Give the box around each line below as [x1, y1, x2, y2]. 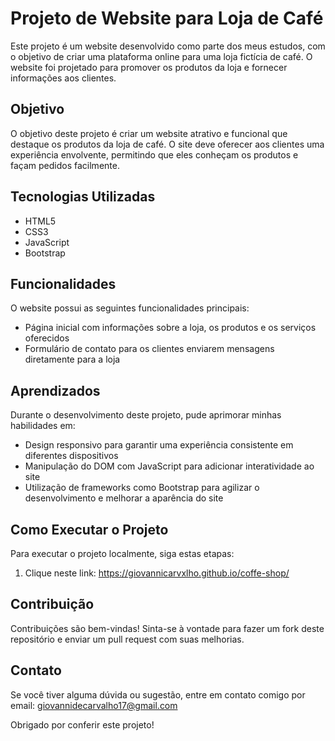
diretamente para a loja [24, 353, 121, 366]
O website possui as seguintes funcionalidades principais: [10, 302, 250, 314]
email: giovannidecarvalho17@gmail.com [10, 699, 178, 711]
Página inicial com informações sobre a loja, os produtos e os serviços [24, 322, 317, 334]
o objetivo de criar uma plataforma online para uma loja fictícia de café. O [10, 50, 313, 62]
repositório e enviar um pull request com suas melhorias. [10, 633, 245, 645]
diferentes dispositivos [24, 450, 119, 462]
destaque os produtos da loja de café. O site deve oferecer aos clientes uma [10, 138, 325, 150]
